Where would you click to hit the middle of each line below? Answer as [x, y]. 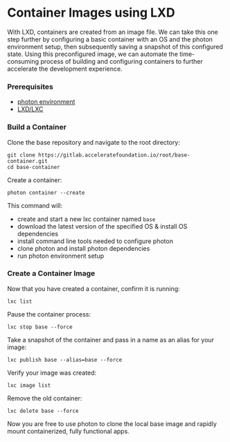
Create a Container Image [51, 274]
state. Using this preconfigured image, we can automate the [93, 54]
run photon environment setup [61, 256]
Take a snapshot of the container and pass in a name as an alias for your [111, 339]
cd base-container [34, 167]
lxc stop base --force [40, 327]
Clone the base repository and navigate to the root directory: [94, 142]
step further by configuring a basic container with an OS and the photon [110, 39]
